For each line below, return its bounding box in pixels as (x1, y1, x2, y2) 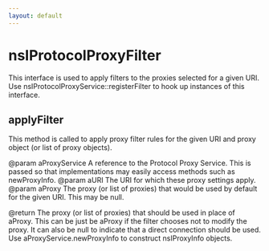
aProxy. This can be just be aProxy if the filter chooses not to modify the (8, 217, 247, 226)
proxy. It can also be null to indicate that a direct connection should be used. (8, 225, 261, 235)
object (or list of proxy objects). (8, 143, 112, 152)
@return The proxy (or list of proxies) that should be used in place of (8, 208, 235, 217)
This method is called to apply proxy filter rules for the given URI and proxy (8, 134, 257, 144)
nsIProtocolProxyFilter (8, 46, 162, 64)
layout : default (8, 11, 63, 20)
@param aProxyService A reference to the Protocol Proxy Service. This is (8, 158, 251, 168)
